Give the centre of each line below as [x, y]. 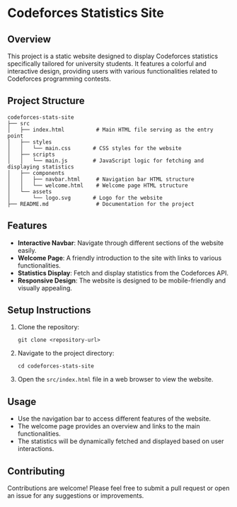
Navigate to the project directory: [66, 353]
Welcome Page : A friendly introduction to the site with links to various [120, 258]
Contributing [36, 471]
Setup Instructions [49, 311]
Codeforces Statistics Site [86, 13]
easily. [27, 250]
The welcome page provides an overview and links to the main [109, 426]
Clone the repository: [48, 327]
